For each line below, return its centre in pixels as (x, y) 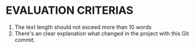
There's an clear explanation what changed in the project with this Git (102, 33)
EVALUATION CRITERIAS (69, 10)
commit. (25, 40)
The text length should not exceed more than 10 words (83, 27)
